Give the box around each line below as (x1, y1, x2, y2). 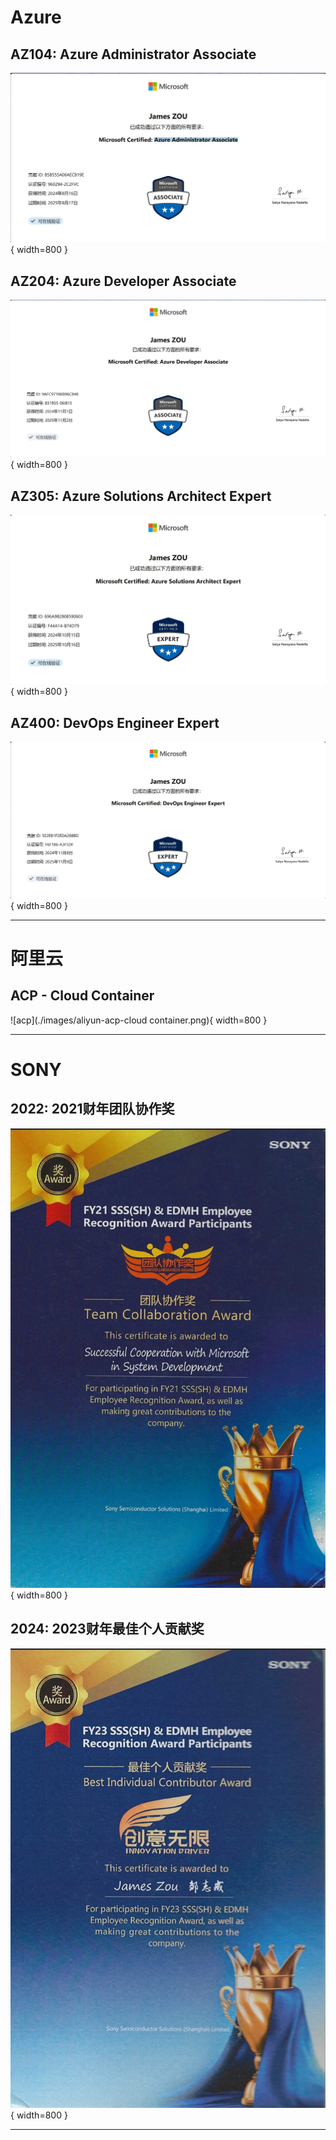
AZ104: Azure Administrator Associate (10, 46, 257, 63)
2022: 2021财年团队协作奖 (10, 1101, 175, 1118)
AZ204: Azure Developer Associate (10, 272, 237, 290)
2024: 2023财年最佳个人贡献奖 (10, 1621, 205, 1638)
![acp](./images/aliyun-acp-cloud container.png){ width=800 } (10, 1014, 268, 1026)
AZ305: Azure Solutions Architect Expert (10, 487, 272, 505)
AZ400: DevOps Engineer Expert (10, 714, 220, 731)
